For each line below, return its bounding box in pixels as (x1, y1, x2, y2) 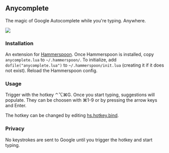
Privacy (5, 125, 25, 132)
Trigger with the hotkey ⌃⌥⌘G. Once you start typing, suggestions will (5, 91, 155, 98)
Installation (5, 40, 34, 47)
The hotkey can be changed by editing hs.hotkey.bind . (5, 112, 119, 118)
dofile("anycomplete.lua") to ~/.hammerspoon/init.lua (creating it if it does (5, 62, 164, 68)
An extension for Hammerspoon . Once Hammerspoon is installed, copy (5, 51, 154, 57)
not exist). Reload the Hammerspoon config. (5, 68, 98, 74)
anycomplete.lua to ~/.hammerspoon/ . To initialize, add (5, 57, 117, 63)
